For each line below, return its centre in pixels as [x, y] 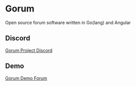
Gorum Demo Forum [26, 78]
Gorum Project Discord [29, 50]
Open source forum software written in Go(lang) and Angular [68, 22]
